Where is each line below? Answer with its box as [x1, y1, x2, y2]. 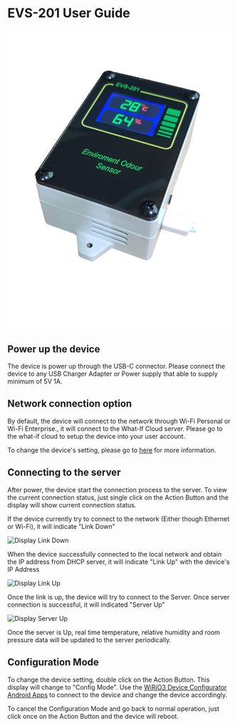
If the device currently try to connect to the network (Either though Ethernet [7, 514, 230, 523]
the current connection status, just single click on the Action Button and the [7, 493, 229, 502]
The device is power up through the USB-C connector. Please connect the [7, 362, 226, 371]
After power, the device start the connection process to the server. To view [7, 485, 227, 494]
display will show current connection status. [7, 500, 137, 509]
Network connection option [7, 398, 133, 410]
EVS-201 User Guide [7, 5, 130, 21]
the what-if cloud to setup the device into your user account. [7, 432, 186, 440]
